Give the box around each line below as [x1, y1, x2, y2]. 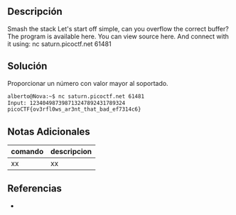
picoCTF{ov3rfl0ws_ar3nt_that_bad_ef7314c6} [7, 106, 141, 113]
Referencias [7, 182, 63, 194]
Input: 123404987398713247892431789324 [7, 99, 126, 106]
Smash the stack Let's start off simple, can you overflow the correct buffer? [7, 24, 229, 33]
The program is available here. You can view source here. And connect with [7, 32, 230, 40]
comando [11, 147, 44, 157]
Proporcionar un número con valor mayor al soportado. [7, 79, 168, 87]
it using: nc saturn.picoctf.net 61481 [7, 39, 112, 48]
